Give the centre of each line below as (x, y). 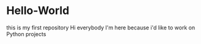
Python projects (26, 34)
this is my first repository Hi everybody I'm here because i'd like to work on (101, 28)
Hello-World (38, 11)
